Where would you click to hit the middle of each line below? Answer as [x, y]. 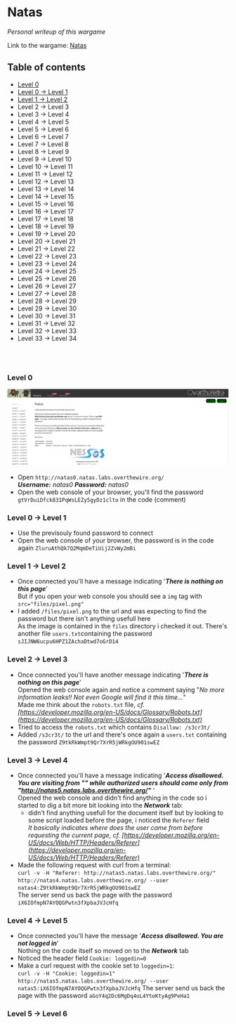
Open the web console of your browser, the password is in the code [116, 540]
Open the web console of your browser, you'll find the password [110, 492]
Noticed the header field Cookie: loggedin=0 [82, 958]
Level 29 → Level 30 [47, 308]
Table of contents [46, 67]
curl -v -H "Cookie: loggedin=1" [66, 974]
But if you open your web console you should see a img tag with [110, 596]
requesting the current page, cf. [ [76, 835]
